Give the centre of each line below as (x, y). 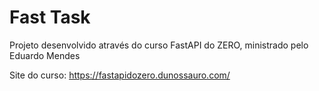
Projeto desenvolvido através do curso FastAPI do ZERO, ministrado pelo (159, 45)
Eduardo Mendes (45, 55)
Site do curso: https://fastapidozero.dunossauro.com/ (120, 75)
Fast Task (50, 17)
